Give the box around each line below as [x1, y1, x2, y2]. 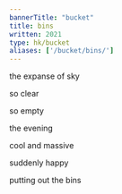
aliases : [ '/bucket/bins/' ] [9, 46, 115, 55]
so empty [9, 105, 45, 116]
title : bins [9, 21, 54, 30]
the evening [9, 122, 54, 134]
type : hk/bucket [9, 38, 70, 47]
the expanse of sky [9, 71, 81, 81]
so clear [9, 89, 39, 99]
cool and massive [9, 140, 74, 151]
